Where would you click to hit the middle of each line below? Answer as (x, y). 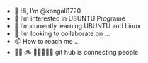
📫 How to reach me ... (47, 41)
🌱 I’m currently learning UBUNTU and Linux (77, 26)
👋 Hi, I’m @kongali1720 (47, 11)
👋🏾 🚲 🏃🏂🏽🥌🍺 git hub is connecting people (76, 52)
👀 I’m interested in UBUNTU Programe (70, 18)
